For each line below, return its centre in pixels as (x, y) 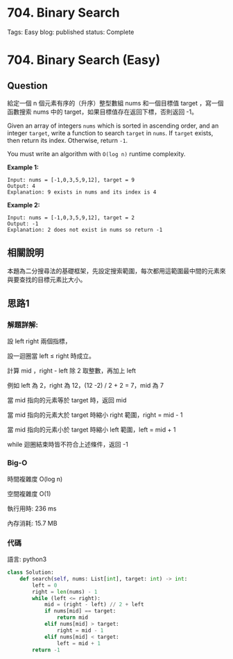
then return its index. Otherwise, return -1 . (68, 140)
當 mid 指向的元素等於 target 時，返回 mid (67, 400)
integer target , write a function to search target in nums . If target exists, (110, 132)
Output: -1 (23, 223)
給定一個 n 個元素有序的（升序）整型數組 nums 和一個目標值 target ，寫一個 (115, 103)
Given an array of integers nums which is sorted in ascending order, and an (113, 126)
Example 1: (23, 167)
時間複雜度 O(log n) (35, 479)
